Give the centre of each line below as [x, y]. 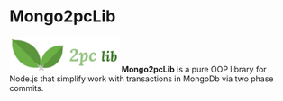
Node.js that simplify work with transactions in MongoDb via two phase [141, 79]
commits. [27, 88]
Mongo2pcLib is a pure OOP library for [194, 69]
